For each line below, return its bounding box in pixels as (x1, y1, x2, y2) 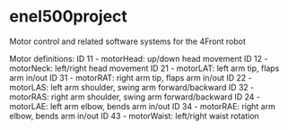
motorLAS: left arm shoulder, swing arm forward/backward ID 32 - (9, 82, 255, 92)
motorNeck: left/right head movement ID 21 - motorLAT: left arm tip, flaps (9, 63, 280, 74)
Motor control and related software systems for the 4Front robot (9, 36, 247, 47)
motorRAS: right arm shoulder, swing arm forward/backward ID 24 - (9, 91, 260, 102)
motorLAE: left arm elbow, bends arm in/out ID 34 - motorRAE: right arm (9, 100, 275, 111)
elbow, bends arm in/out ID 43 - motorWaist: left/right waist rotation (9, 110, 260, 121)
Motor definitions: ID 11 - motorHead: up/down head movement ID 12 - (9, 53, 268, 64)
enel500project (9, 6, 128, 27)
